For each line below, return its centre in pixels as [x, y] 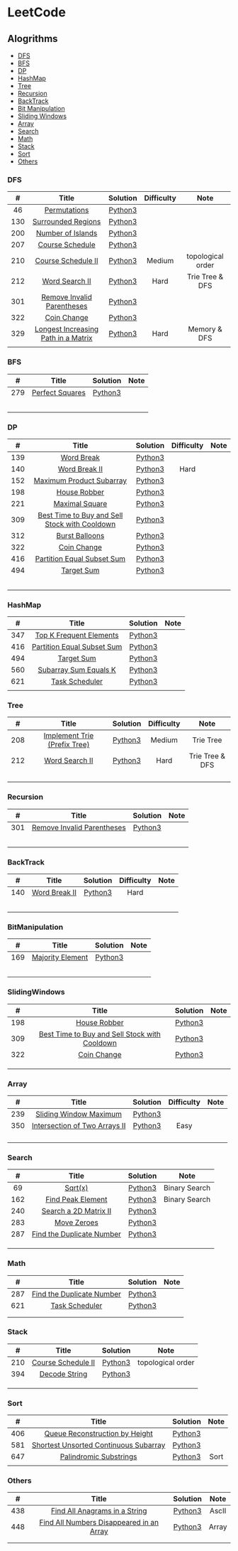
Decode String [63, 1374]
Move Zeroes [76, 1223]
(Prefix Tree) [69, 745]
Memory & [205, 329]
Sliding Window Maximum [79, 1114]
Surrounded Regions [67, 222]
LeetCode [36, 12]
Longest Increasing [67, 329]
